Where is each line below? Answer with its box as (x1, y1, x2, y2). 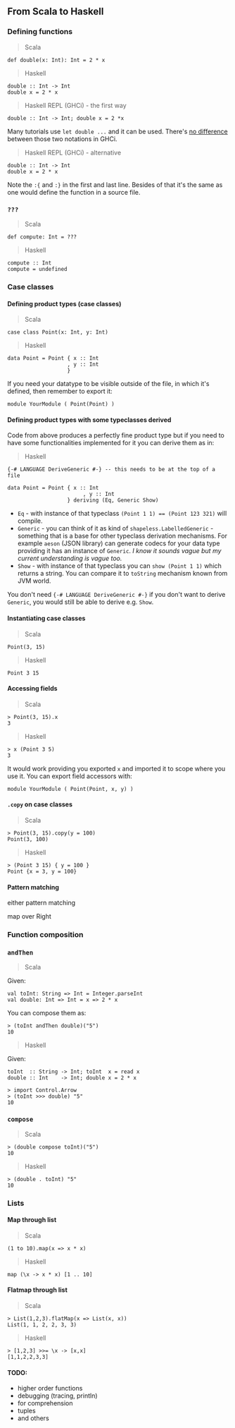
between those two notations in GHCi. (7, 134, 118, 143)
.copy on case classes (7, 800, 72, 809)
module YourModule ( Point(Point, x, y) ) (7, 785, 134, 792)
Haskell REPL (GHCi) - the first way (24, 101, 127, 109)
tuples (17, 1407, 37, 1415)
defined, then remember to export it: (7, 387, 113, 396)
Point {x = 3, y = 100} (7, 868, 77, 875)
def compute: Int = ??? (7, 233, 77, 241)
